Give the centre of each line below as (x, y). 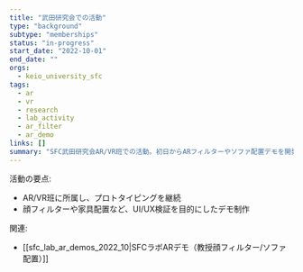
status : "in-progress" (52, 43)
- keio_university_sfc (60, 77)
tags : (19, 85)
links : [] (28, 143)
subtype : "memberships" (54, 34)
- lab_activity (46, 118)
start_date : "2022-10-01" (58, 51)
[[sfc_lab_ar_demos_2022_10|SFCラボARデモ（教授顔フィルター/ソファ (154, 247)
